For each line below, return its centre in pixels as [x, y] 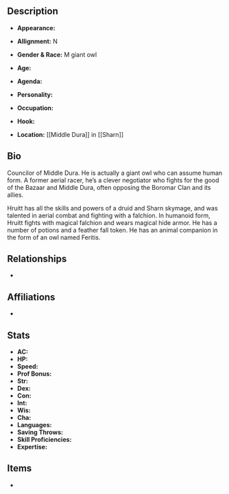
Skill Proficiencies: [44, 440]
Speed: [27, 367]
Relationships [37, 259]
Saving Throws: [40, 432]
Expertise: [32, 447]
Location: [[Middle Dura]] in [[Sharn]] [70, 134]
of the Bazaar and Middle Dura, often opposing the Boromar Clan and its [109, 187]
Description [33, 11]
